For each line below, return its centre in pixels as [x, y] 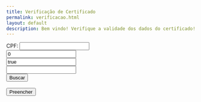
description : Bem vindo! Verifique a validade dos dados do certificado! [101, 28]
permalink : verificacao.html [43, 17]
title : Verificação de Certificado [51, 12]
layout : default [27, 23]
